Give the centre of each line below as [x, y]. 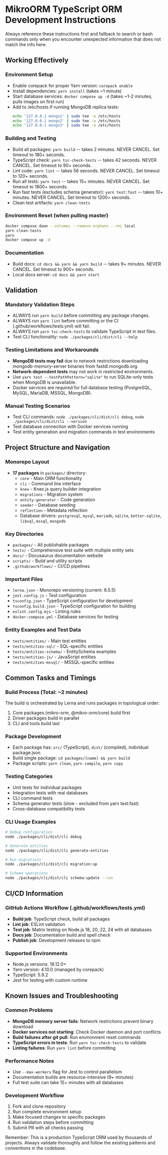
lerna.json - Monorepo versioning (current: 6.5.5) [64, 590]
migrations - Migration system [51, 494]
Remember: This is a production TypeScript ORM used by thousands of [79, 1137]
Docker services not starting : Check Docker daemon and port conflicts [87, 1032]
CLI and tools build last [36, 724]
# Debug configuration [29, 832]
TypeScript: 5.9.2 [30, 975]
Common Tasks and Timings [51, 678]
